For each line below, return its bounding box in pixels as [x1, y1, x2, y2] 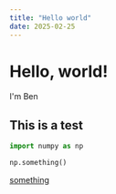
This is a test [9, 117, 84, 133]
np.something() [9, 158, 68, 168]
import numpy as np [9, 142, 84, 151]
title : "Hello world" [9, 13, 92, 23]
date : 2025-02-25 [9, 22, 76, 31]
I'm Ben [9, 91, 38, 102]
